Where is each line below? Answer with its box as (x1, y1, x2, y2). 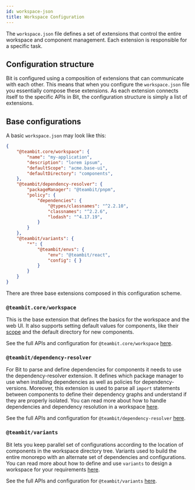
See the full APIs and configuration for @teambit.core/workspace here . (6, 340, 173, 347)
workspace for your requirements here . (6, 465, 100, 473)
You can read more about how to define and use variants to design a (6, 460, 172, 467)
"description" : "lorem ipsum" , (27, 159, 103, 165)
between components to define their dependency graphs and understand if (6, 391, 187, 398)
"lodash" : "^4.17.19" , (47, 214, 103, 220)
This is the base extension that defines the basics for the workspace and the (6, 316, 190, 323)
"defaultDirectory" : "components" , (27, 171, 114, 176)
